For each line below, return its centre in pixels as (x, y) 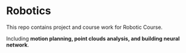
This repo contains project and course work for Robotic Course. (84, 27)
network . (18, 45)
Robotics (29, 11)
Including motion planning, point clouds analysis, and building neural (93, 38)
